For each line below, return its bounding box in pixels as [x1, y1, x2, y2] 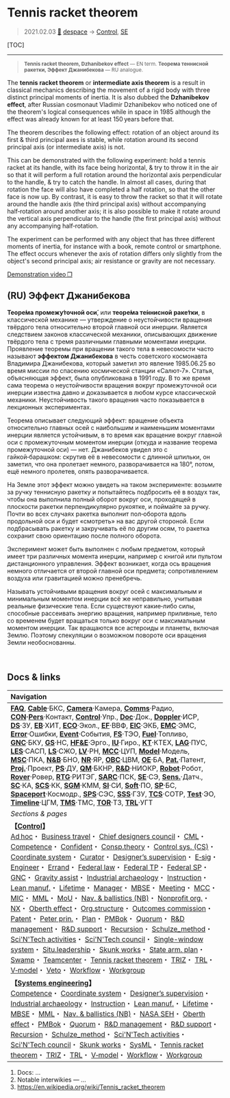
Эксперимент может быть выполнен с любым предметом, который [7, 545, 205, 553]
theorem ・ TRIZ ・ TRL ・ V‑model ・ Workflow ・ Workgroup [10, 1050, 203, 1060]
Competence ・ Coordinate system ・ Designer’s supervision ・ [10, 988, 211, 998]
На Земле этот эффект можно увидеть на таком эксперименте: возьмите [7, 480, 222, 488]
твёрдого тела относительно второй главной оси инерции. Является [7, 322, 207, 331]
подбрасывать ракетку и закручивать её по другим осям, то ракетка [7, 524, 210, 532]
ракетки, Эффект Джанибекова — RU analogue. [23, 67, 144, 73]
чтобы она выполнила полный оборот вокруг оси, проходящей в [7, 495, 196, 503]
